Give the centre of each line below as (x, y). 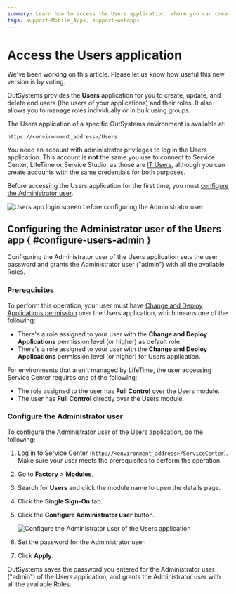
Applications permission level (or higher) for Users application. (109, 356)
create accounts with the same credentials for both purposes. (97, 172)
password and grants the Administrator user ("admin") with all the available (116, 265)
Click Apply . (35, 555)
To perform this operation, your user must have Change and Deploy (105, 305)
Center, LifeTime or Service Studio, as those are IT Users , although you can (116, 165)
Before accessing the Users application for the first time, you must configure (118, 186)
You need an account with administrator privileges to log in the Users (107, 150)
